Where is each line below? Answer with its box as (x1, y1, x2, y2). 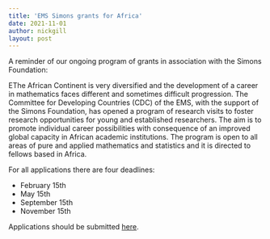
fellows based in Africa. (8, 149, 87, 159)
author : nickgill (8, 27, 67, 35)
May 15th (19, 189, 51, 199)
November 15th (19, 207, 71, 216)
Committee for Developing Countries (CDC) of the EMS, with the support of (8, 98, 259, 107)
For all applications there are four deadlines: (8, 165, 155, 174)
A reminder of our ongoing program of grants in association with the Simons (8, 57, 262, 66)
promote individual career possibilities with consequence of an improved (8, 124, 251, 133)
